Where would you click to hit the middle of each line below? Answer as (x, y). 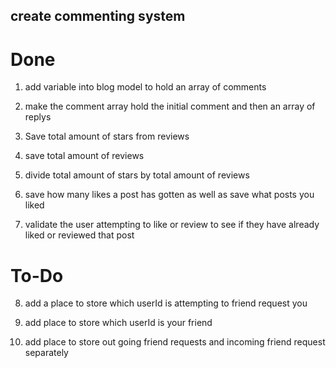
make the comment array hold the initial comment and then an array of (170, 106)
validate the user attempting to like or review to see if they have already (172, 225)
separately (46, 353)
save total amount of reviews (84, 156)
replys (38, 117)
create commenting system (98, 16)
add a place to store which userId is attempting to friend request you (166, 303)
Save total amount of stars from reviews (107, 136)
